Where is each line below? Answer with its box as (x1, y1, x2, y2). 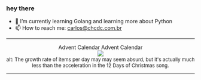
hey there (6, 4, 35, 13)
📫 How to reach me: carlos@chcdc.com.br (14, 24, 122, 32)
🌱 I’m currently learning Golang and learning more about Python (14, 18, 172, 25)
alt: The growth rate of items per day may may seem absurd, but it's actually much (6, 56, 195, 63)
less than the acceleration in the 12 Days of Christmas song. (32, 62, 169, 69)
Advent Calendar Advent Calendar (58, 44, 143, 51)
